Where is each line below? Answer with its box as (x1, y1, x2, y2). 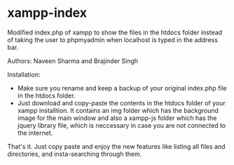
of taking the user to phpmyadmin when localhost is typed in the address (7, 35, 219, 44)
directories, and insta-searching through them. (7, 150, 142, 158)
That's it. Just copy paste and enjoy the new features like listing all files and (7, 142, 226, 150)
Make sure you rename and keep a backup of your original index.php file (17, 84, 228, 92)
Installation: (7, 70, 41, 79)
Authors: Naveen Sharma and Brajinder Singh (7, 56, 139, 65)
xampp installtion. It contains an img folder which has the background (17, 106, 219, 114)
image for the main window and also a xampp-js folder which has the (17, 114, 217, 122)
